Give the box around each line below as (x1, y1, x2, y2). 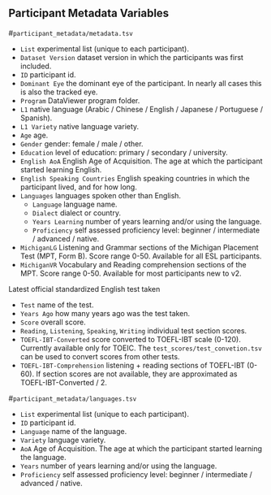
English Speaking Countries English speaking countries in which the (19, 173, 250, 183)
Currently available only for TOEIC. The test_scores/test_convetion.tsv (19, 343, 262, 353)
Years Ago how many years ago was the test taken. (19, 308, 191, 318)
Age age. (19, 130, 49, 140)
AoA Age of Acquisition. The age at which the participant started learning (19, 443, 262, 454)
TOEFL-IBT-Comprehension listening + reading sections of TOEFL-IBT (19, 360, 246, 370)
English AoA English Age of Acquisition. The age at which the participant (19, 156, 263, 166)
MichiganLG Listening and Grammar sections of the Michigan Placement (19, 242, 259, 252)
